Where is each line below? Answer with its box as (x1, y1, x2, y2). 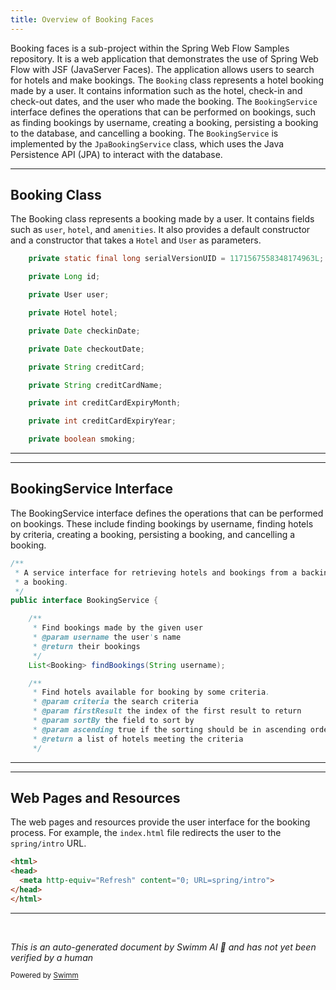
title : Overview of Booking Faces (10, 14, 155, 25)
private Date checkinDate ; (28, 326, 141, 336)
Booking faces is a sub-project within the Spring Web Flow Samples (10, 42, 290, 54)
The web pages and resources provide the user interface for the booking (10, 816, 311, 828)
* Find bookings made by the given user (32, 623, 203, 633)
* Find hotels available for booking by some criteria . (32, 687, 271, 698)
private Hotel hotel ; (28, 308, 118, 318)
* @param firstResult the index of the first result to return (32, 706, 302, 716)
